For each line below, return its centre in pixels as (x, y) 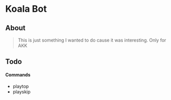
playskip (22, 92)
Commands (18, 74)
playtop (21, 86)
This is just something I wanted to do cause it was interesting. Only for (92, 40)
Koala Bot (26, 9)
